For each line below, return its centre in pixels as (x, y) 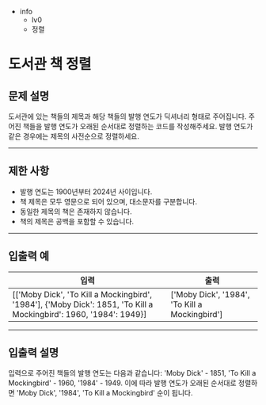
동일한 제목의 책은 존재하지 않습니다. (76, 211)
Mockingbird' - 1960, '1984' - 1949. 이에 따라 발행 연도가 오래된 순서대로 (122, 383)
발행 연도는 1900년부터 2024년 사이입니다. (86, 191)
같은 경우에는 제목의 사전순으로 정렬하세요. (74, 136)
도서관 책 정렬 (50, 65)
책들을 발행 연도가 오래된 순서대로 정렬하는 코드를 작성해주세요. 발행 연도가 (138, 126)
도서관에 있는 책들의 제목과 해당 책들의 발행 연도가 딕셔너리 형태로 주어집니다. (127, 117)
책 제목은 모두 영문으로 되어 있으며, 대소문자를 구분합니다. (108, 201)
